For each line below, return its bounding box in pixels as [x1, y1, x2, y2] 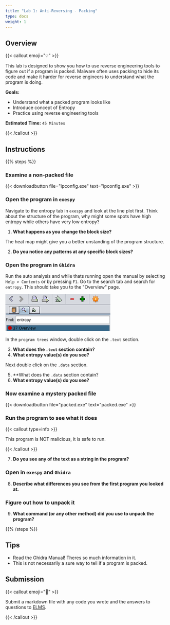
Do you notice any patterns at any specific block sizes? [12, 248, 134, 255]
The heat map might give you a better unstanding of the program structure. [5, 238, 164, 244]
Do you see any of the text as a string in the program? [12, 456, 129, 462]
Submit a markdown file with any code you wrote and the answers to [5, 598, 150, 604]
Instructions [5, 145, 45, 154]
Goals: [5, 89, 20, 95]
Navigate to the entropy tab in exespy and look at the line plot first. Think [5, 207, 158, 213]
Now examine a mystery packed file [5, 390, 97, 397]
